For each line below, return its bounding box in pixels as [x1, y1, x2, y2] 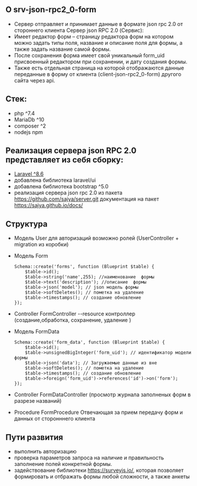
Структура [5, 218, 48, 229]
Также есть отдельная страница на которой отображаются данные [14, 64, 184, 71]
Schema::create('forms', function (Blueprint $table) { [14, 264, 155, 270]
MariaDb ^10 [14, 116, 45, 123]
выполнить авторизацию [14, 448, 77, 455]
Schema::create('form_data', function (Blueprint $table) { [14, 340, 165, 345]
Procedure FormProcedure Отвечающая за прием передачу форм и [14, 409, 183, 416]
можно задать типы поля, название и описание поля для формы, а [14, 39, 183, 46]
